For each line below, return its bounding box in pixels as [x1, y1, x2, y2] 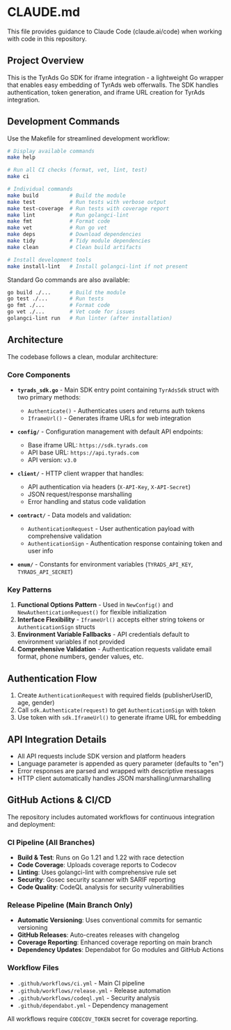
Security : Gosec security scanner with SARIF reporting [17, 875, 176, 884]
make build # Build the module [7, 192, 127, 199]
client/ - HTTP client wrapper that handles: [17, 469, 144, 477]
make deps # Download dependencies [7, 231, 141, 238]
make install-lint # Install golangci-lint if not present [7, 262, 189, 270]
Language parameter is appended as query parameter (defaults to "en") [17, 759, 224, 768]
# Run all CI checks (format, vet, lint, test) [7, 166, 148, 174]
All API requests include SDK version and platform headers [17, 752, 186, 760]
